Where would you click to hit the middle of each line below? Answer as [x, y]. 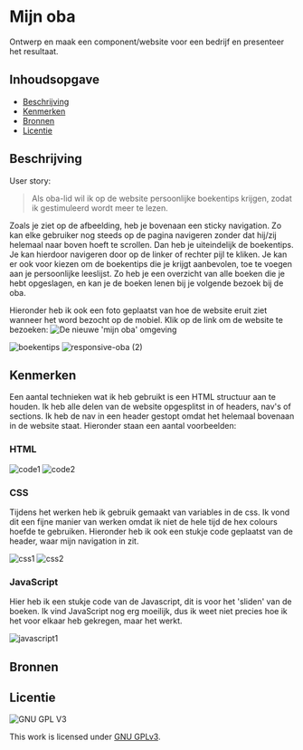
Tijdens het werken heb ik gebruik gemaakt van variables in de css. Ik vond [150, 512]
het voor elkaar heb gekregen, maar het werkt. [96, 621]
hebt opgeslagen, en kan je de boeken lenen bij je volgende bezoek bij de [147, 283]
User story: [30, 180]
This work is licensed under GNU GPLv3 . [85, 737]
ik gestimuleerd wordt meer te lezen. [100, 208]
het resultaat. [34, 51]
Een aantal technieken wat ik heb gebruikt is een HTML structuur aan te [142, 397]
